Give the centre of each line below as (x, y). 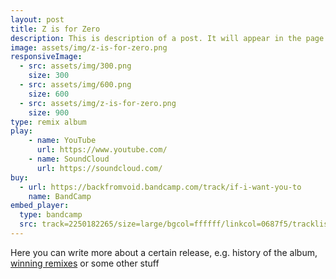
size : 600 (49, 94)
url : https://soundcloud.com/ (99, 168)
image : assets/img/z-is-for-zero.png (89, 47)
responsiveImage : (46, 57)
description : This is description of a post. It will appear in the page (167, 38)
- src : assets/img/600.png (75, 85)
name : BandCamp (60, 196)
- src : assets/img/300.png (75, 66)
